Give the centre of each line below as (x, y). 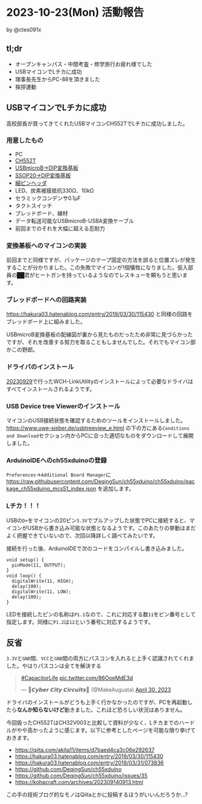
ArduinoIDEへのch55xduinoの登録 (57, 460)
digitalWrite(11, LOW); (41, 591)
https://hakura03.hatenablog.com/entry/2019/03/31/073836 (89, 763)
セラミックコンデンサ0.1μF (48, 198)
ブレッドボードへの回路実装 (46, 300)
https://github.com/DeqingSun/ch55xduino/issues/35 (81, 776)
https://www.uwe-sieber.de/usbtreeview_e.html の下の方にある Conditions (98, 428)
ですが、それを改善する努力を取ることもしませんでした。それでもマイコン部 (101, 342)
